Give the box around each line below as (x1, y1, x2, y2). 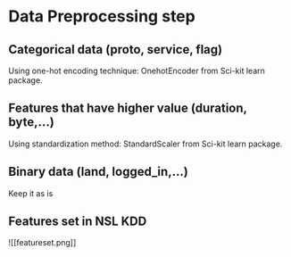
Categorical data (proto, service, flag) (8, 42, 223, 57)
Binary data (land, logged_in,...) (8, 164, 188, 179)
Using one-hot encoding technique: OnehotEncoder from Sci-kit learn (8, 65, 265, 76)
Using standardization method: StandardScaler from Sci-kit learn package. (8, 138, 283, 149)
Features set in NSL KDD (8, 214, 147, 229)
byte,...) (8, 114, 54, 130)
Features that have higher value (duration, (8, 101, 247, 116)
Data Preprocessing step (8, 6, 195, 27)
